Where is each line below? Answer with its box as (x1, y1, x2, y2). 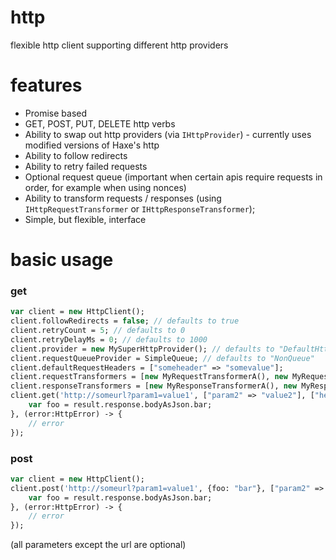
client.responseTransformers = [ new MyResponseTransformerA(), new (10, 381, 298, 391)
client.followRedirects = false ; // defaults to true (10, 316, 240, 326)
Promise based (24, 107, 88, 119)
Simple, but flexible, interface (24, 213, 147, 225)
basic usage (10, 249, 114, 271)
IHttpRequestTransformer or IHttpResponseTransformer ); (24, 202, 256, 215)
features (10, 74, 83, 97)
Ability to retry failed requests (24, 160, 148, 172)
